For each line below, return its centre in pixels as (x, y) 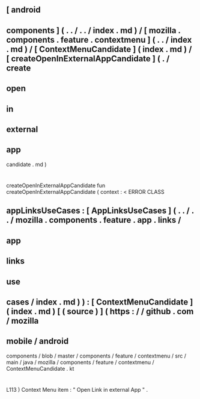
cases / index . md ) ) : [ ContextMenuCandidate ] (100, 302)
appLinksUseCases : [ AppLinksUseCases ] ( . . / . (100, 211)
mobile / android (38, 342)
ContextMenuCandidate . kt (40, 368)
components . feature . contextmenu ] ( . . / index (99, 39)
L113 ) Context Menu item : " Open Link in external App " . (77, 389)
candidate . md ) (26, 164)
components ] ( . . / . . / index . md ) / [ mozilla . (93, 30)
